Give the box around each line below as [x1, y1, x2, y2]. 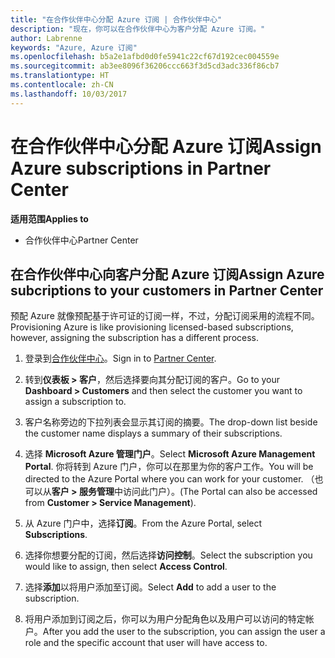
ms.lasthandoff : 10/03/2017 [10, 89, 128, 99]
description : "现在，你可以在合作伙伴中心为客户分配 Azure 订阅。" [10, 24, 266, 34]
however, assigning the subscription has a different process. [10, 332, 260, 344]
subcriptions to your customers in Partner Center [10, 282, 324, 299]
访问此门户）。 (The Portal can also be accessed [122, 486, 318, 498]
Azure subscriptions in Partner [10, 157, 272, 180]
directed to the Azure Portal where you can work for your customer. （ [24, 473, 315, 485]
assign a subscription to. [24, 396, 127, 408]
